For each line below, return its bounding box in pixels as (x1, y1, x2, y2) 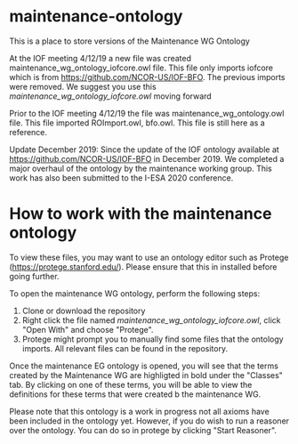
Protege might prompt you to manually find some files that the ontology (21, 334, 284, 344)
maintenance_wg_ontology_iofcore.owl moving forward (9, 91, 212, 101)
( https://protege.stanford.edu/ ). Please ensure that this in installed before (9, 261, 278, 272)
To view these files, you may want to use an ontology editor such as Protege (9, 252, 289, 262)
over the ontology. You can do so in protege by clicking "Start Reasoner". (9, 424, 278, 435)
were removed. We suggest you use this (9, 81, 157, 92)
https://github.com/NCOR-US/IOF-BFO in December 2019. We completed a (9, 153, 285, 164)
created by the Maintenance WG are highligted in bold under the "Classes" (9, 369, 283, 380)
